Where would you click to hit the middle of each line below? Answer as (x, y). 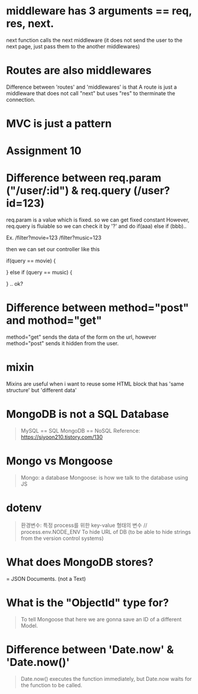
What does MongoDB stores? (80, 562)
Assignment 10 (44, 151)
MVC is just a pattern (59, 124)
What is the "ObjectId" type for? (88, 603)
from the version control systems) (62, 538)
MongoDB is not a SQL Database (88, 414)
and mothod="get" (54, 321)
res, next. (30, 24)
